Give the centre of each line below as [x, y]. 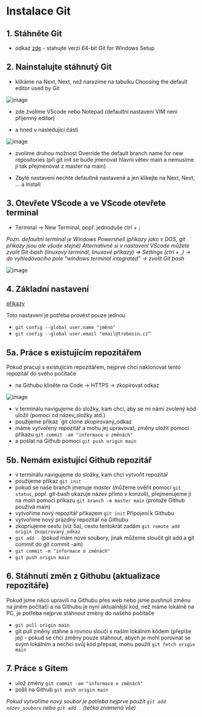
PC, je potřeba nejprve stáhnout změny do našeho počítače [80, 613]
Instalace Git [39, 11]
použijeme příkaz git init [48, 481]
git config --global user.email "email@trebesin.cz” [83, 334]
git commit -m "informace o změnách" [63, 551]
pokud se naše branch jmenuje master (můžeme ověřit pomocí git [98, 487]
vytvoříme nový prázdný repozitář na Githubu [72, 520]
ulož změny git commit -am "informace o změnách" [79, 683]
